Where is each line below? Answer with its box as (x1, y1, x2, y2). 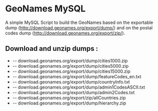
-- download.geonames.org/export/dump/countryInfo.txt (12, 79, 130, 85)
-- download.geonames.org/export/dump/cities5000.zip (12, 63, 129, 69)
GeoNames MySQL (5, 3, 86, 14)
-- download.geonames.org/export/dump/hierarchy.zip (12, 100, 126, 106)
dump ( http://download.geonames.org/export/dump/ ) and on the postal (5, 24, 153, 30)
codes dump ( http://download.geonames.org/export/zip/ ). (5, 30, 125, 36)
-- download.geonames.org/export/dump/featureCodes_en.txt (12, 73, 141, 80)
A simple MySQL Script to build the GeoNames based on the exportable (5, 19, 153, 25)
